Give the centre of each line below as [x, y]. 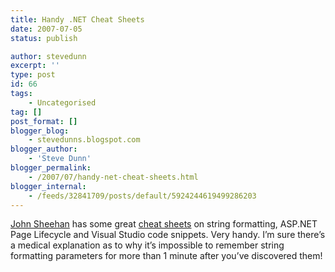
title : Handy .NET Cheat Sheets [77, 19]
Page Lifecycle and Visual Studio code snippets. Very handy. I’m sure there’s [168, 235]
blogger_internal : [48, 186]
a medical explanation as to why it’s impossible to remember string [147, 245]
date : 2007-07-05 [46, 29]
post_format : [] [44, 121]
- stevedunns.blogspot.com [84, 140]
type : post [33, 75]
